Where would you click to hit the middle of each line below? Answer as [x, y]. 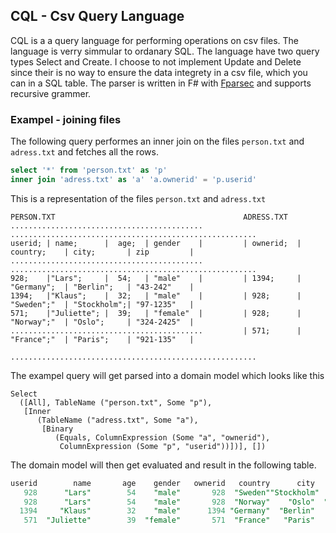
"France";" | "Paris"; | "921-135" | [102, 339]
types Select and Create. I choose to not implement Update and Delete [156, 61]
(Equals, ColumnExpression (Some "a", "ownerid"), [162, 437]
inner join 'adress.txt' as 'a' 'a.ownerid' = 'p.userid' [133, 179]
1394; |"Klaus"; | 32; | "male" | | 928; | [156, 295]
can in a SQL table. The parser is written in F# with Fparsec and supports [161, 83]
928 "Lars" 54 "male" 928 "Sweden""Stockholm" [171, 492]
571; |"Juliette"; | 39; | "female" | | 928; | [156, 313]
